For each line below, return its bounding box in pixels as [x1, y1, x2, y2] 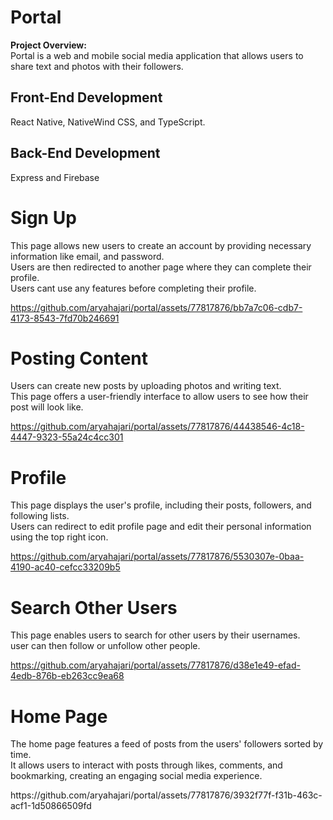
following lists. [10, 510, 70, 522]
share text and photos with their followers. [10, 60, 184, 72]
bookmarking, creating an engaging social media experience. [10, 770, 263, 782]
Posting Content [10, 347, 149, 370]
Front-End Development [10, 89, 163, 106]
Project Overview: [10, 39, 87, 51]
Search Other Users [10, 596, 178, 619]
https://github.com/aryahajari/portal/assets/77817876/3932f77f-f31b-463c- [10, 789, 323, 801]
